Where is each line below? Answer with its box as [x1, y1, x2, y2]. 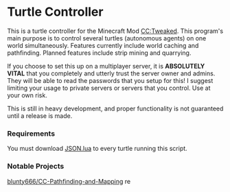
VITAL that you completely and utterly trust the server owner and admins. [7, 69, 216, 77]
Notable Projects [7, 162, 65, 171]
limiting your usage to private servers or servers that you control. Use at [7, 84, 211, 92]
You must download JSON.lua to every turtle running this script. [7, 145, 187, 153]
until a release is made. [7, 111, 73, 120]
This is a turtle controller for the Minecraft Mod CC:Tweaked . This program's [7, 27, 224, 35]
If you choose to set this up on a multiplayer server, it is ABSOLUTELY [7, 62, 205, 70]
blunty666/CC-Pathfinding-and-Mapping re [7, 177, 131, 185]
